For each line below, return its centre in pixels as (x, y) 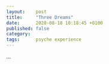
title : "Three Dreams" (40, 17)
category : (19, 34)
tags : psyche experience (44, 39)
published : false (28, 28)
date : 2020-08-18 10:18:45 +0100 (54, 23)
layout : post (26, 12)
